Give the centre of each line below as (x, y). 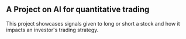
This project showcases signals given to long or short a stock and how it (93, 23)
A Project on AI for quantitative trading (78, 10)
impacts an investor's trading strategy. (52, 30)
